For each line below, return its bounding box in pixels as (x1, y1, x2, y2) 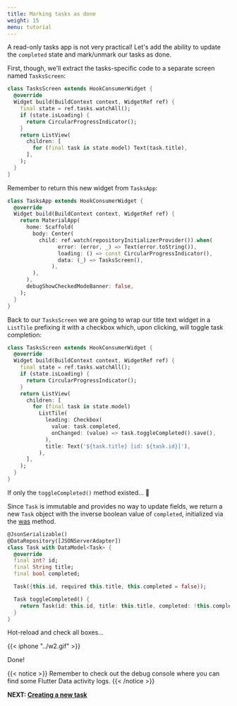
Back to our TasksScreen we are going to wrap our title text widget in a (7, 316, 211, 324)
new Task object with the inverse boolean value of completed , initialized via (7, 509, 224, 518)
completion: (7, 330, 42, 339)
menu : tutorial (7, 23, 52, 30)
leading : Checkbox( (44, 417, 102, 424)
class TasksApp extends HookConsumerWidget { (7, 197, 143, 204)
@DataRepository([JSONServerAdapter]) (7, 537, 121, 545)
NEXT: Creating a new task (7, 690, 87, 699)
